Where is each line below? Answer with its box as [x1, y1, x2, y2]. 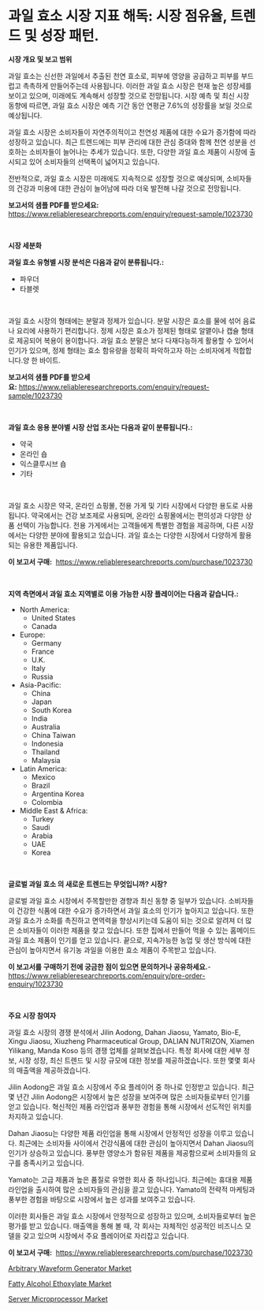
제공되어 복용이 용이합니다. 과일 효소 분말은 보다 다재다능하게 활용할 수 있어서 [16, 336, 255, 345]
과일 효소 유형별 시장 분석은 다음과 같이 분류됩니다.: [8, 257, 164, 266]
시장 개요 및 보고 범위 [8, 54, 73, 64]
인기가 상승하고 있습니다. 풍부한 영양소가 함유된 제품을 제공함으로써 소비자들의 [8, 1148, 248, 1157]
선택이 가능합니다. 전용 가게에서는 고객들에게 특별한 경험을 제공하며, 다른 [16, 520, 240, 530]
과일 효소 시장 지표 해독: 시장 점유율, [8, 7, 228, 25]
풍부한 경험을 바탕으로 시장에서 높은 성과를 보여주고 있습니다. [8, 1194, 195, 1204]
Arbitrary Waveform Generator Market [8, 1263, 132, 1273]
